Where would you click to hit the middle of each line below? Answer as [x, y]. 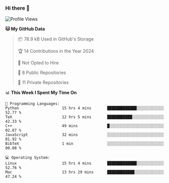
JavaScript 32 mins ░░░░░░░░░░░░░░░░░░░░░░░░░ [85, 135]
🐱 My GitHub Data [25, 29]
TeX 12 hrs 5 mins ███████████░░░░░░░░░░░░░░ [85, 117]
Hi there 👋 [18, 8]
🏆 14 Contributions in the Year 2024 [56, 51]
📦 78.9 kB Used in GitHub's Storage [56, 39]
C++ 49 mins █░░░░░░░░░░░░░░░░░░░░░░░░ [85, 126]
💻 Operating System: [28, 158]
